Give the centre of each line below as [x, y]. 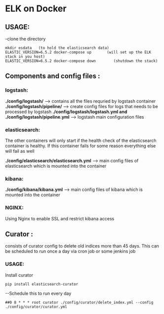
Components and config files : [53, 76]
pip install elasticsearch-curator [42, 284]
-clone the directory [25, 39]
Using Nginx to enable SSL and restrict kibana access [60, 218]
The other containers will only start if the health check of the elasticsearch [81, 140]
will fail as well [20, 151]
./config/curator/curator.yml [36, 307]
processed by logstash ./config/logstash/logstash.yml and [66, 112]
